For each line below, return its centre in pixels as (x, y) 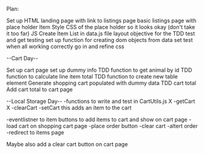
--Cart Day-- (22, 58)
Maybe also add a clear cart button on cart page (67, 144)
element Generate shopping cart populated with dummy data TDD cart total (101, 83)
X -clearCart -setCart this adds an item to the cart (69, 108)
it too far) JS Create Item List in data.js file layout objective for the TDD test (101, 33)
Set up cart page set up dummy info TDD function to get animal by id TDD (99, 70)
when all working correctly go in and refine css (65, 46)
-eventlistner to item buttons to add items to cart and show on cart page (97, 119)
